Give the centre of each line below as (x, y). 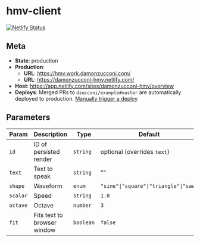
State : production (36, 60)
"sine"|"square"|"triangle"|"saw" (149, 186)
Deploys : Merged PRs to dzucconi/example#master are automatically (98, 92)
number (83, 205)
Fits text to (49, 215)
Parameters (28, 117)
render (43, 159)
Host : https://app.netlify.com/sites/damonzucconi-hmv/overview (94, 86)
